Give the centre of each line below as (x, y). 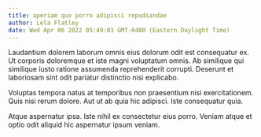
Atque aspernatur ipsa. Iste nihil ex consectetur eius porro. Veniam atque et (130, 117)
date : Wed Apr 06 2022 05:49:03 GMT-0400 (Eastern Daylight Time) (119, 30)
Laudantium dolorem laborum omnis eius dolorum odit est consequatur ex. (129, 53)
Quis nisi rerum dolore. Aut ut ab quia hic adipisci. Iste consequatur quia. (126, 101)
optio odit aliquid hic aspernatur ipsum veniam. (84, 125)
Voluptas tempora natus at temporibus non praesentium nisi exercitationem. (131, 93)
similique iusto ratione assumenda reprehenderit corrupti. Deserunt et (121, 69)
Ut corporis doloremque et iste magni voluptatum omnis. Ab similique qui (126, 61)
